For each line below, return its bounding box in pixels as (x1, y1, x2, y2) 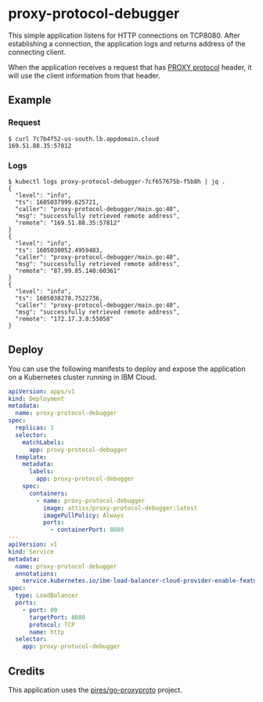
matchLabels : (22, 438, 65, 446)
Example (8, 93, 52, 107)
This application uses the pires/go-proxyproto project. (8, 686, 182, 695)
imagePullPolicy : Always (42, 511, 124, 519)
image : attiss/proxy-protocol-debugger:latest (42, 504, 198, 512)
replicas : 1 (15, 424, 55, 432)
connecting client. (8, 47, 67, 56)
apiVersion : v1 (8, 540, 58, 549)
